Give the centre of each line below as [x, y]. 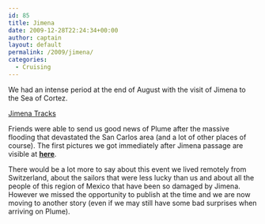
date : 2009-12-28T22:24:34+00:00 [63, 30]
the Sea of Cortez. [38, 98]
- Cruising [33, 67]
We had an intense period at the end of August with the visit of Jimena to [127, 89]
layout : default [35, 45]
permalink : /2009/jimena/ [51, 52]
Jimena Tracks [32, 113]
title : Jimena [32, 23]
